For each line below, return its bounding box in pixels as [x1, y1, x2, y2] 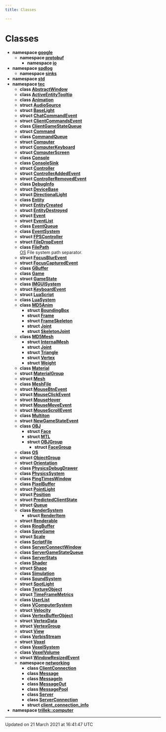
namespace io [27, 60, 57, 66]
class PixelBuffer [19, 481, 55, 487]
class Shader [19, 560, 47, 566]
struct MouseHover [19, 397, 61, 403]
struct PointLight [19, 486, 55, 492]
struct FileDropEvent [19, 239, 63, 245]
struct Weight [27, 360, 56, 366]
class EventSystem [19, 228, 60, 234]
